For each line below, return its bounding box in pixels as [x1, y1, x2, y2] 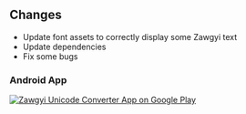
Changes [9, 7, 62, 23]
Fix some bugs [22, 50, 79, 62]
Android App [9, 73, 67, 86]
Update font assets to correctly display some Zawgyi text [22, 31, 238, 42]
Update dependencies [22, 41, 107, 52]
